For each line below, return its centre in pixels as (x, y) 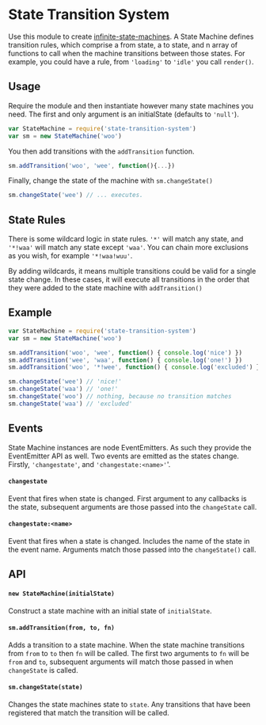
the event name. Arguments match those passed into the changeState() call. (132, 549)
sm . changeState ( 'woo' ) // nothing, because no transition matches (120, 397)
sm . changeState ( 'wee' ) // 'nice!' (65, 381)
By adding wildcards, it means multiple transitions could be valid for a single (132, 271)
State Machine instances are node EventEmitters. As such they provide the (130, 447)
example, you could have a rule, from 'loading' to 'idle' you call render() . (131, 62)
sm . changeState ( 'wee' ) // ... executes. (76, 195)
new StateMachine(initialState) (61, 594)
